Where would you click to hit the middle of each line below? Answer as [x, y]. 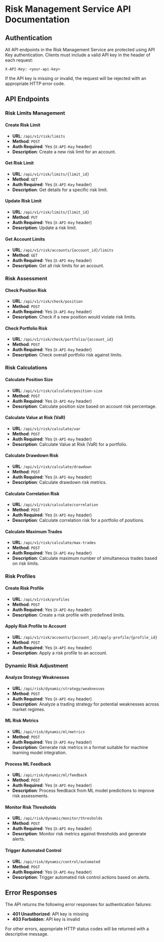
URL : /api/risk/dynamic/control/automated [56, 861]
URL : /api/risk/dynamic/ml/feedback [50, 775]
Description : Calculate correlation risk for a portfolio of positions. [78, 520]
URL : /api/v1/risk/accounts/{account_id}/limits [63, 250]
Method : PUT [25, 217]
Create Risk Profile [25, 588]
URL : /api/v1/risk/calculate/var [46, 429]
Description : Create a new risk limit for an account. [64, 152]
